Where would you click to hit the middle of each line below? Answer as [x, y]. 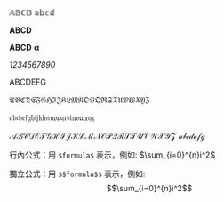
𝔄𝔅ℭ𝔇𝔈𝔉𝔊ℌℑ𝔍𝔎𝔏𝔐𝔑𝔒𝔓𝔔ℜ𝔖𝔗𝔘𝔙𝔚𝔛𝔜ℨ [80, 100]
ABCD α [24, 48]
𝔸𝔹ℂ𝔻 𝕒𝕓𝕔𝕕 [32, 12]
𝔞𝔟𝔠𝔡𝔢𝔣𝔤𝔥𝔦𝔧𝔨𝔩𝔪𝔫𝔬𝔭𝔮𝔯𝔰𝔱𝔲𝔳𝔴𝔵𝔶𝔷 [52, 117]
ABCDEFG [28, 82]
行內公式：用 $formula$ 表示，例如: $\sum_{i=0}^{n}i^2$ [112, 155]
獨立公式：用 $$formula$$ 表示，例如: [77, 174]
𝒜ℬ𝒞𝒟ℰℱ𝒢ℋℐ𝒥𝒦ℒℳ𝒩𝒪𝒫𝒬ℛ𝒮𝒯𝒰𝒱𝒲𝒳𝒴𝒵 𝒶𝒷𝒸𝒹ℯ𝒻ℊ [107, 136]
